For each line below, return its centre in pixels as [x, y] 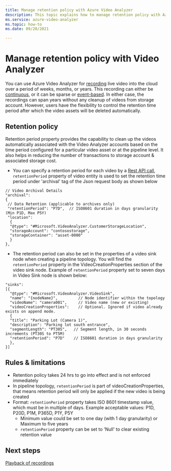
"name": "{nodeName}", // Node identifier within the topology [88, 298]
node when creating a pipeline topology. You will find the [72, 259]
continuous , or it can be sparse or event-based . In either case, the [75, 94]
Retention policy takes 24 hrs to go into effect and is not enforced [81, 375]
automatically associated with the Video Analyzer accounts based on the [81, 144]
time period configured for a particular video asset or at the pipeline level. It [84, 150]
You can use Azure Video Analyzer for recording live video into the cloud [81, 84]
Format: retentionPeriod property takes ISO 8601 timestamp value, [83, 402]
